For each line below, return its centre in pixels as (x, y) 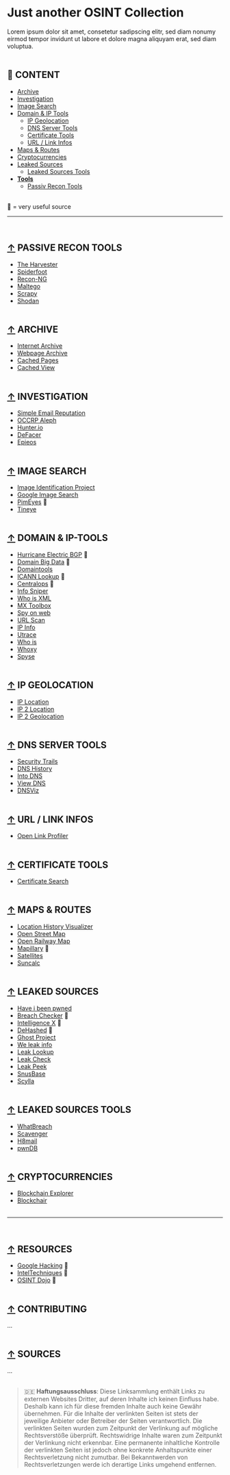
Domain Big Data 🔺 (43, 562)
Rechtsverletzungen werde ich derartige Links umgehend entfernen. (120, 1464)
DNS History (35, 769)
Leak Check (34, 1059)
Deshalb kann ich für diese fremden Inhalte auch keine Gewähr (113, 1406)
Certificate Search (43, 881)
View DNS (31, 783)
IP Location (33, 702)
